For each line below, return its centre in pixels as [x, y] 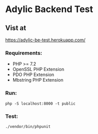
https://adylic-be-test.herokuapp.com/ [45, 40]
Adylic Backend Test [49, 9]
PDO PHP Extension [33, 75]
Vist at [16, 28]
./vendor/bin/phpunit [28, 126]
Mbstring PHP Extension [38, 80]
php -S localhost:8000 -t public [40, 104]
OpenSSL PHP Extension [38, 70]
